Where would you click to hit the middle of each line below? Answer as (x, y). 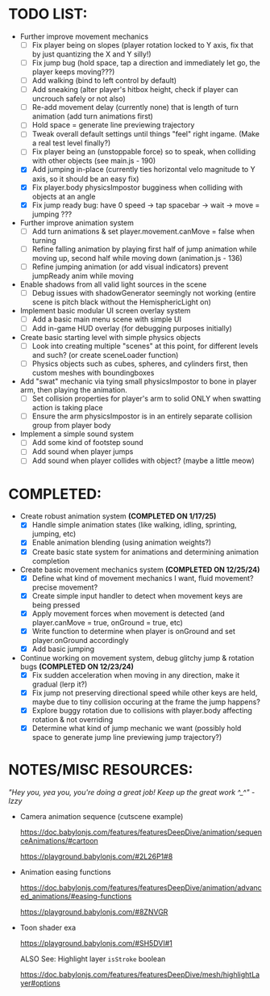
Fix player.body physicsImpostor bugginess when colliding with (137, 187)
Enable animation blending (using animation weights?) (122, 543)
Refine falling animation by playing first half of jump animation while (144, 249)
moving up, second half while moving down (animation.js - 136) (137, 258)
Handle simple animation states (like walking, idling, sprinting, (134, 525)
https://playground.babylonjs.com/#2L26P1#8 (96, 856)
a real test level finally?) (71, 143)
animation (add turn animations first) (92, 116)
